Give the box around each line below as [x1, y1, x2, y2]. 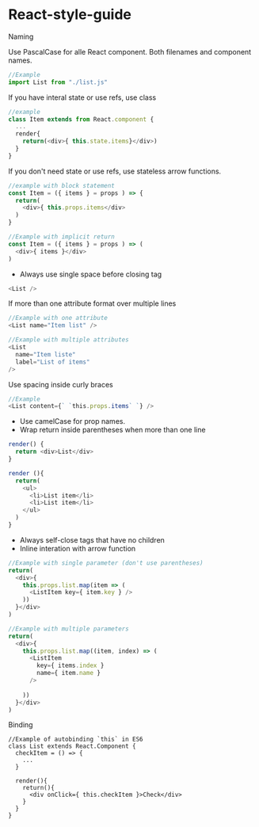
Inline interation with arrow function [19, 543, 136, 553]
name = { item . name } [36, 669, 101, 677]
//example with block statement [8, 181, 115, 189]
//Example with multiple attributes [8, 336, 129, 344]
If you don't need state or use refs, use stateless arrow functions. [8, 166, 222, 176]
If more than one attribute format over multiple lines [8, 299, 177, 308]
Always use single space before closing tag [19, 269, 162, 279]
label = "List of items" [15, 358, 90, 366]
